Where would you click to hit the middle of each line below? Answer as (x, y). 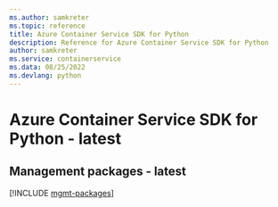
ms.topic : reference (48, 26)
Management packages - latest (98, 172)
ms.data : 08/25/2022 (48, 68)
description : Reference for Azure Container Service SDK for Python (139, 42)
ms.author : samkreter (49, 17)
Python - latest (65, 138)
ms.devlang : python (45, 76)
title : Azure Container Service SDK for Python (99, 34)
